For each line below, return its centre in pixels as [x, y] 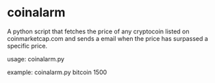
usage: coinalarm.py [36, 59]
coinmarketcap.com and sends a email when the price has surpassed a [108, 38]
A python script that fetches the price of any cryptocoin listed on [98, 31]
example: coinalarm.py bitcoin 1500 [57, 72]
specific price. [27, 46]
